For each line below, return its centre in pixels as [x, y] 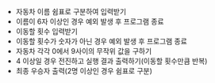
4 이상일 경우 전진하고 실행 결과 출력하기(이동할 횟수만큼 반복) [111, 61]
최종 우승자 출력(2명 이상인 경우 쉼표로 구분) [84, 71]
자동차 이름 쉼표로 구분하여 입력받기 [71, 11]
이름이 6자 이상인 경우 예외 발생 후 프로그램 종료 [90, 21]
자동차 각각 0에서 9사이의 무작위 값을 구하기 [84, 51]
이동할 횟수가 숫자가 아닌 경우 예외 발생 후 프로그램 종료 [102, 41]
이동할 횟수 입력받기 [46, 31]
